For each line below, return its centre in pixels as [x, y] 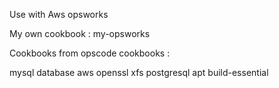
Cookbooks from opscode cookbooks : [90, 53]
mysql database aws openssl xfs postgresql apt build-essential [139, 72]
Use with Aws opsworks [59, 14]
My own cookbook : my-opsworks [80, 33]
